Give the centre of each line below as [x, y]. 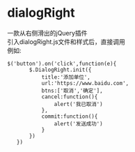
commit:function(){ [70, 116]
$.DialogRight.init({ [60, 70]
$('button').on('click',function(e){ [62, 63]
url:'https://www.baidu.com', [85, 83]
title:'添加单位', [66, 77]
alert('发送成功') [78, 123]
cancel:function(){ [70, 97]
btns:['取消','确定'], [72, 91]
